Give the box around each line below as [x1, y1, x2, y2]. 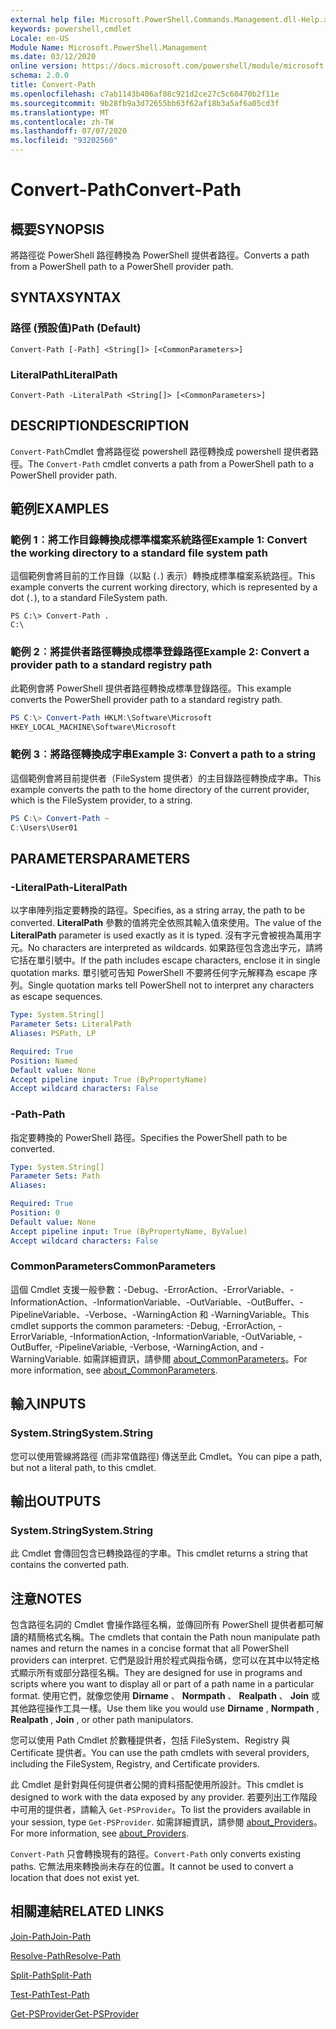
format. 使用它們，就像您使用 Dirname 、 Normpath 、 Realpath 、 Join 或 [10, 1690, 320, 1702]
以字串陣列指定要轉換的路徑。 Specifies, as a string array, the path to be [10, 904, 306, 916]
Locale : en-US [10, 33, 70, 43]
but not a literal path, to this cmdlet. [10, 1461, 157, 1473]
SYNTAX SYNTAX [10, 289, 122, 306]
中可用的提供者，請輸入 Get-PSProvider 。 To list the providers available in [10, 1804, 312, 1816]
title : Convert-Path [10, 80, 97, 90]
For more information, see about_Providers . [10, 1827, 190, 1840]
